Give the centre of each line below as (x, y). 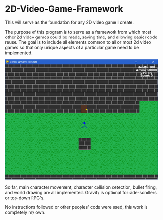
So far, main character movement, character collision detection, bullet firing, (81, 187)
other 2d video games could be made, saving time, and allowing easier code (81, 37)
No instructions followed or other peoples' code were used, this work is (76, 207)
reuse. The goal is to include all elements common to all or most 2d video (78, 42)
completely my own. (25, 212)
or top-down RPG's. (25, 198)
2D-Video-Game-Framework (64, 9)
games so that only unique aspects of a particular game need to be (72, 47)
